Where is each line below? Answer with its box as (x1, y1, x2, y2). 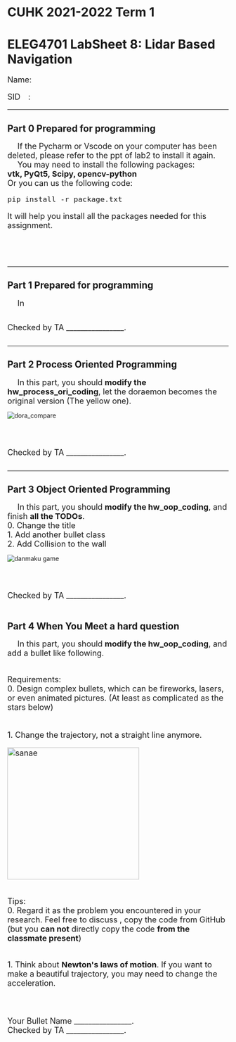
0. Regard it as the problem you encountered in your (7, 905, 202, 916)
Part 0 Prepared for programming (7, 123, 156, 134)
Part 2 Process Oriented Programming (7, 358, 178, 370)
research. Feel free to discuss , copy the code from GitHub (7, 915, 226, 925)
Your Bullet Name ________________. (7, 1016, 135, 1027)
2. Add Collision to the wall (7, 539, 107, 549)
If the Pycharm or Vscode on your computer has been (17, 141, 218, 151)
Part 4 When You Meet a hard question (7, 620, 180, 632)
